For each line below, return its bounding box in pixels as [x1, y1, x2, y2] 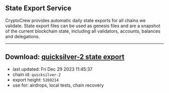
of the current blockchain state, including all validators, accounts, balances [5, 28, 161, 34]
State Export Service [5, 4, 71, 13]
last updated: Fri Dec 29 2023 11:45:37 [12, 66, 93, 72]
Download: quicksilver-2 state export [5, 53, 125, 61]
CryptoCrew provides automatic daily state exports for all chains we [5, 17, 146, 23]
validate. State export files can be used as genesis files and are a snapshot [5, 23, 160, 29]
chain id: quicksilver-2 [12, 71, 61, 77]
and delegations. [5, 33, 40, 39]
